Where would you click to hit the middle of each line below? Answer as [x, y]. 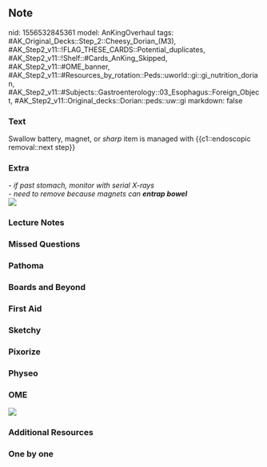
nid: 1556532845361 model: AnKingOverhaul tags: [91, 32]
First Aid [25, 309]
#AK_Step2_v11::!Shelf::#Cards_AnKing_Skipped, [88, 58]
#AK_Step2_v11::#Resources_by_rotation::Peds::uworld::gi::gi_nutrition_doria [133, 74]
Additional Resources [51, 432]
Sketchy [25, 330]
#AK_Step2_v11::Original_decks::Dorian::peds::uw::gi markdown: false [129, 100]
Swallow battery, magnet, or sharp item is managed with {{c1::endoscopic [130, 139]
